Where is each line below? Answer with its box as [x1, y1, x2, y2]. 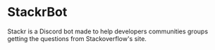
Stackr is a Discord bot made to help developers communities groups [7, 27, 209, 35]
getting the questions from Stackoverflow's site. [7, 34, 147, 42]
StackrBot [7, 4, 68, 20]
